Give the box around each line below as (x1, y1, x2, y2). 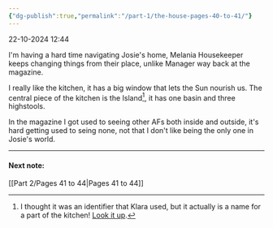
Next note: (8, 160, 45, 170)
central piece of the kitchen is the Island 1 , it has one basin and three (8, 91, 236, 102)
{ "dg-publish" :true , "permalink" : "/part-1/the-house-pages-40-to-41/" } (8, 11, 253, 20)
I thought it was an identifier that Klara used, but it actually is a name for (19, 202, 262, 212)
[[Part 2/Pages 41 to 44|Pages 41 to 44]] (8, 179, 144, 188)
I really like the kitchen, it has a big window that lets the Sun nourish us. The (8, 83, 262, 92)
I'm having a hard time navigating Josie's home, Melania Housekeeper (8, 49, 244, 59)
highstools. (8, 101, 45, 111)
